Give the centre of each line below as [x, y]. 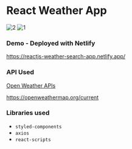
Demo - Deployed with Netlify [51, 43]
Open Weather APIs [31, 85]
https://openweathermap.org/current [53, 97]
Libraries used [28, 113]
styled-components [38, 126]
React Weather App [57, 11]
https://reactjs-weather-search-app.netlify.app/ [66, 57]
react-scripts [33, 140]
